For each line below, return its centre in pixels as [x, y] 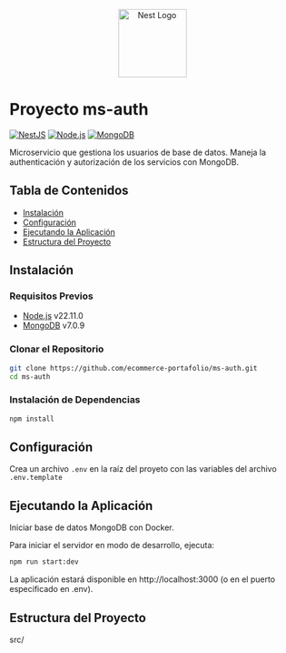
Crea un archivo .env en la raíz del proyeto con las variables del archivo [143, 469]
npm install [32, 419]
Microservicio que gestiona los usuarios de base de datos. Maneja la [138, 152]
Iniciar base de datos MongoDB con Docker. [92, 527]
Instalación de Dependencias [75, 400]
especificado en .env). [51, 589]
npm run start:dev [44, 562]
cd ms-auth [30, 377]
